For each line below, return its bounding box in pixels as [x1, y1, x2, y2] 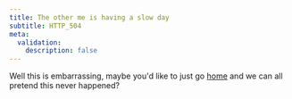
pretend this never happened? [9, 80, 121, 91]
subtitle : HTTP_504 [9, 21, 82, 30]
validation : [17, 37, 63, 47]
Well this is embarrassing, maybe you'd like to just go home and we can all [9, 70, 283, 81]
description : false [25, 46, 98, 55]
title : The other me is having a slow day [9, 12, 170, 22]
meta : [9, 29, 29, 38]
